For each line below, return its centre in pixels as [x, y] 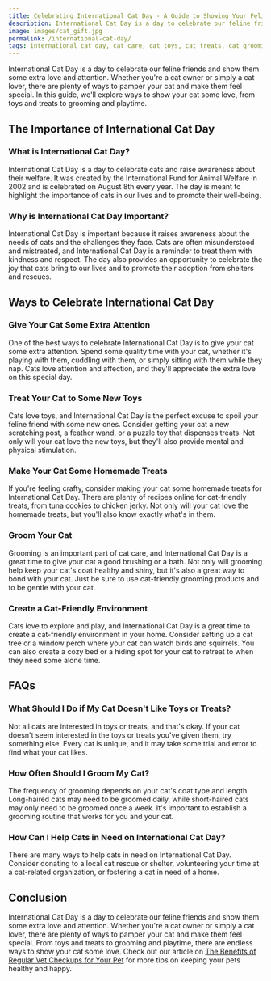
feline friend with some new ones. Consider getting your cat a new [119, 425]
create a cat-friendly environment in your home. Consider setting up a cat [131, 634]
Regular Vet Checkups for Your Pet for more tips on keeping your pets [124, 960]
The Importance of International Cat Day [112, 129]
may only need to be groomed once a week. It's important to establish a [128, 808]
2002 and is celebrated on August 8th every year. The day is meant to [125, 186]
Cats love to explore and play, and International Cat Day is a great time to [129, 626]
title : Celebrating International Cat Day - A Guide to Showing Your [128, 16]
